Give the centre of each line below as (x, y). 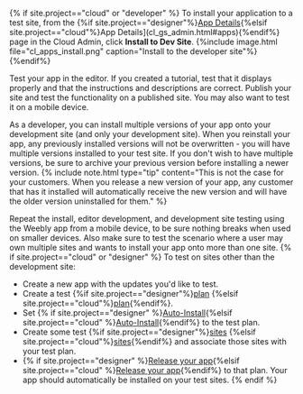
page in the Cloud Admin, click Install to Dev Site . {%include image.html (143, 41)
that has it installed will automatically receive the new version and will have (148, 192)
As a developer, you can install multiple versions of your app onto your (140, 124)
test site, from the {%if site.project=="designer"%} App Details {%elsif (138, 23)
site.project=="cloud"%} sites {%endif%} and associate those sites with (154, 341)
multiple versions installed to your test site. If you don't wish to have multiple (151, 153)
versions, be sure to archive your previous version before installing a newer (149, 163)
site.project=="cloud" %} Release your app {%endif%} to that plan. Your (155, 370)
